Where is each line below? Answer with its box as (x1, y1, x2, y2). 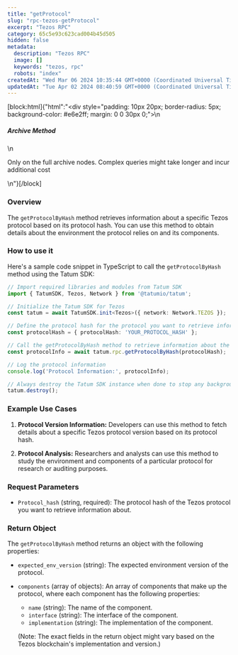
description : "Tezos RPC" (13, 50, 91, 58)
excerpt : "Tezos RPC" (7, 23, 72, 31)
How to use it (7, 246, 53, 256)
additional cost (7, 166, 51, 174)
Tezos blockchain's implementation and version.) (17, 640, 161, 649)
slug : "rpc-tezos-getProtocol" (7, 17, 100, 24)
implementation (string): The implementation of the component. (28, 619, 213, 627)
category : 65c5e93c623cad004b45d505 (7, 30, 115, 38)
